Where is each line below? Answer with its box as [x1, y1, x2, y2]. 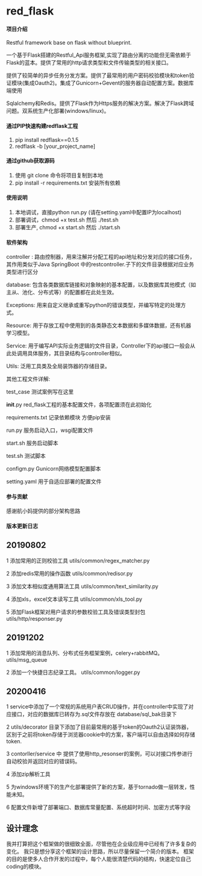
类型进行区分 [6, 268, 38, 276]
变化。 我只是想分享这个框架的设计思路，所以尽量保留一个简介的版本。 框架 [6, 848, 194, 855]
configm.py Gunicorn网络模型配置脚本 [6, 465, 101, 472]
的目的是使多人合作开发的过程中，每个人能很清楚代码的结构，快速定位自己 [6, 855, 191, 863]
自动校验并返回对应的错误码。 [6, 758, 80, 765]
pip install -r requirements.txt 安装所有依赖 [14, 179, 121, 186]
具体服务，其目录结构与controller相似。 [27, 350, 125, 357]
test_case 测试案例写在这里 [6, 388, 74, 396]
